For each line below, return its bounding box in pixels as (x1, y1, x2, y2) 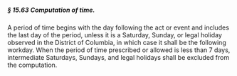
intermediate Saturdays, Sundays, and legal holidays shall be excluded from (7, 53, 230, 61)
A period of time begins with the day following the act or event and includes (7, 23, 230, 32)
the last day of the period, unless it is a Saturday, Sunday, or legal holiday (7, 30, 222, 39)
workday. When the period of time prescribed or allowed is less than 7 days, (7, 46, 231, 54)
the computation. (7, 61, 58, 69)
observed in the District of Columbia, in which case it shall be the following (7, 38, 226, 46)
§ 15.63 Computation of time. (7, 6, 95, 14)
